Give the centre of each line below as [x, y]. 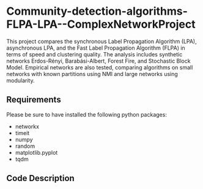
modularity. [20, 80]
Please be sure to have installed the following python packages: [87, 114]
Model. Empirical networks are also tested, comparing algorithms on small [100, 67]
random [25, 146]
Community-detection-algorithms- [97, 11]
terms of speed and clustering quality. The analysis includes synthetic [94, 54]
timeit [22, 133]
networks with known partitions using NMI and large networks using [92, 74]
